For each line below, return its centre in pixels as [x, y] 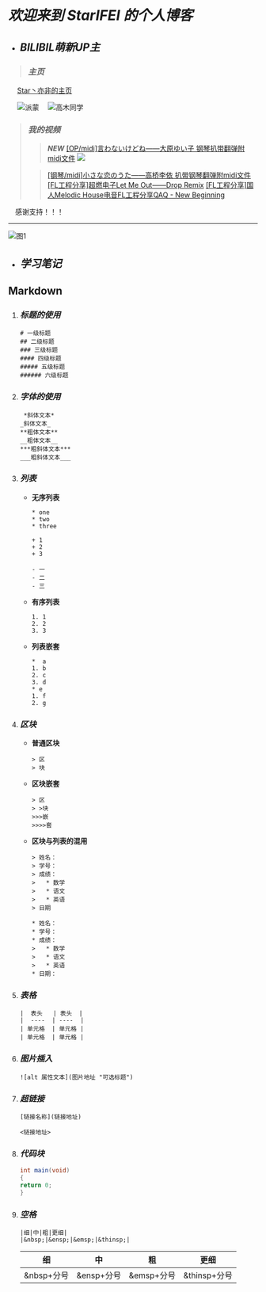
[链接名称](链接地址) [50, 1117]
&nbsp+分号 [46, 1275]
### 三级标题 [38, 350]
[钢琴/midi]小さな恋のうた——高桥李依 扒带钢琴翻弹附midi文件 [149, 175]
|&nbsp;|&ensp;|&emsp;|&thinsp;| [75, 1240]
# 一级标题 [35, 333]
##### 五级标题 [42, 367]
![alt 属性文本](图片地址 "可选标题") [76, 1077]
